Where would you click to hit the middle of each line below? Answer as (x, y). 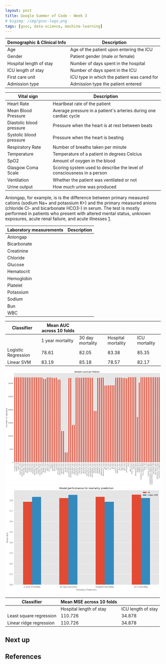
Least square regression (32, 616)
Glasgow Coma (23, 168)
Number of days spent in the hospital (108, 63)
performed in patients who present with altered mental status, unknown (78, 214)
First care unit (21, 77)
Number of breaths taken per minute (90, 147)
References (23, 657)
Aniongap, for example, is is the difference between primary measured (77, 198)
